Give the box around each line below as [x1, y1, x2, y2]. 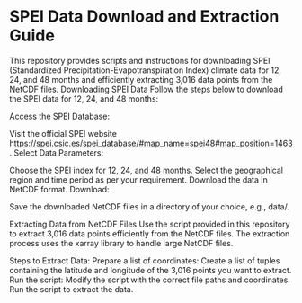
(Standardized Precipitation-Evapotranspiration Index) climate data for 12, [9, 65, 281, 76]
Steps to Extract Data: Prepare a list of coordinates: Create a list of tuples [9, 254, 280, 266]
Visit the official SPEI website [9, 128, 117, 138]
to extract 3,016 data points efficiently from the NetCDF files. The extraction [9, 227, 290, 239]
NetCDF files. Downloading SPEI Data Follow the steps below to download [9, 84, 283, 94]
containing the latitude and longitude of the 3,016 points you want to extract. [9, 264, 292, 275]
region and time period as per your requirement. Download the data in [9, 174, 268, 185]
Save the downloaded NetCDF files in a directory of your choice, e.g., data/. [9, 201, 290, 212]
